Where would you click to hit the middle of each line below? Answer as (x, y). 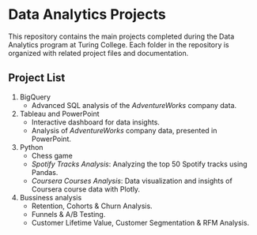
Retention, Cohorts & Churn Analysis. (92, 206)
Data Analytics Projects (87, 15)
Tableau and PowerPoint (60, 114)
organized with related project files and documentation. (98, 53)
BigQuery (35, 97)
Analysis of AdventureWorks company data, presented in (124, 130)
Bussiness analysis (51, 197)
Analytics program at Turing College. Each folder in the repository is (119, 44)
